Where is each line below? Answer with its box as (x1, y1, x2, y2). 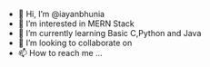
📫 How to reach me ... (17, 48, 103, 58)
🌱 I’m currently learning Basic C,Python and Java (17, 28, 202, 38)
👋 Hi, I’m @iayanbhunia (17, 9, 105, 19)
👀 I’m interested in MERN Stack (17, 18, 135, 29)
